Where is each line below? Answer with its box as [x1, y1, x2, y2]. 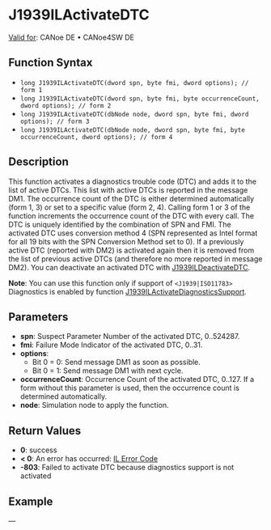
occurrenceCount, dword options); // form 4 [19, 133, 173, 141]
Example [8, 494, 53, 508]
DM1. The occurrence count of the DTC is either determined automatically [8, 193, 255, 203]
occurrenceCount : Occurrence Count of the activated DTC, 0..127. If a [19, 375, 255, 384]
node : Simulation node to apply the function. [19, 401, 169, 410]
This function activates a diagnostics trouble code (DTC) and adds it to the [8, 176, 257, 186]
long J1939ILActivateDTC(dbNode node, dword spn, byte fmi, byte [19, 125, 245, 134]
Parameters [8, 310, 69, 324]
